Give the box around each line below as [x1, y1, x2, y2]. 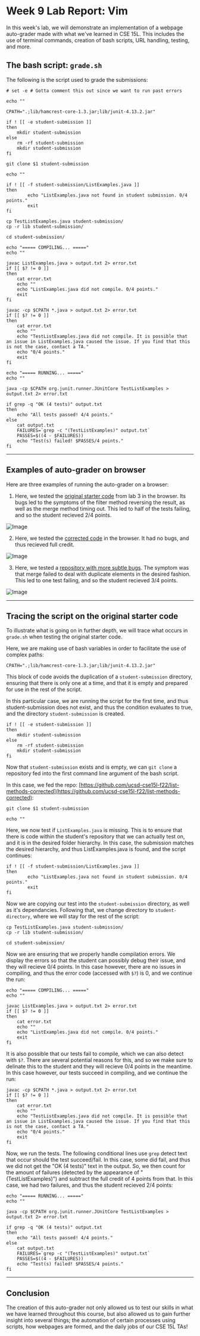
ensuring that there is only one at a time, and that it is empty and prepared [6, 680, 188, 687]
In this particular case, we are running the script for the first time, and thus [6, 698, 189, 705]
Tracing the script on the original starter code [6, 611, 179, 621]
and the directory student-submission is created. [6, 710, 125, 717]
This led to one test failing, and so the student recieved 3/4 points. [14, 576, 178, 583]
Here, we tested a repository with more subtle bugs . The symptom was [14, 564, 189, 571]
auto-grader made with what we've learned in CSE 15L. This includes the [6, 30, 185, 37]
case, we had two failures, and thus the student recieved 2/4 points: [6, 1181, 173, 1189]
